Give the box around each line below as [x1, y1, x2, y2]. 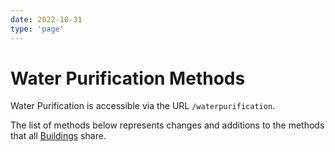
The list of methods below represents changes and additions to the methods [10, 119, 325, 131]
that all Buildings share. [10, 130, 107, 142]
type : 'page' [10, 24, 65, 34]
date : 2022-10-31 [10, 14, 83, 25]
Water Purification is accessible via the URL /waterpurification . [10, 100, 276, 112]
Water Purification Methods [10, 67, 246, 90]
